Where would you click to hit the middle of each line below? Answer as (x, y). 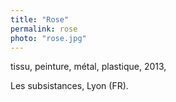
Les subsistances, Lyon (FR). (69, 86)
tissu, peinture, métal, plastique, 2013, (88, 67)
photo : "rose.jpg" (48, 38)
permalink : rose (44, 29)
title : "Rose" (40, 19)
